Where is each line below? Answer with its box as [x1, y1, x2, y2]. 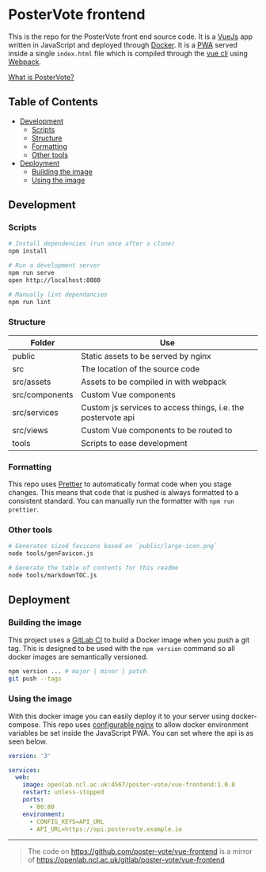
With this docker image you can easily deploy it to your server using [8, 711, 230, 721]
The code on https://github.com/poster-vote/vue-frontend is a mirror [27, 847, 253, 856]
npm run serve [8, 269, 55, 277]
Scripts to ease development [81, 437, 188, 448]
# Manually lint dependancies [8, 291, 108, 299]
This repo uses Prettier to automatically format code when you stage [8, 479, 232, 489]
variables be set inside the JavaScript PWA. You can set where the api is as [8, 728, 254, 737]
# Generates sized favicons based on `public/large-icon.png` [8, 543, 218, 550]
